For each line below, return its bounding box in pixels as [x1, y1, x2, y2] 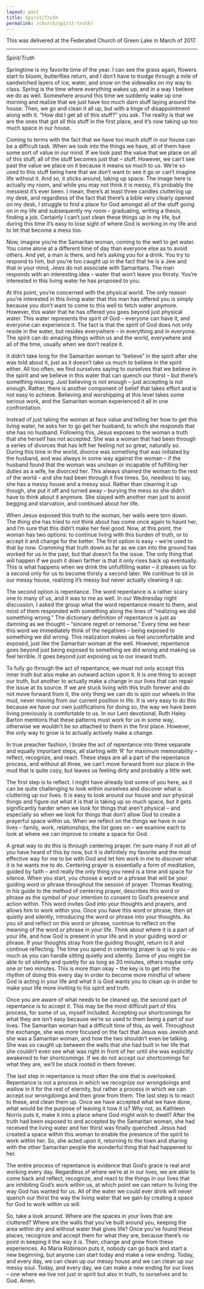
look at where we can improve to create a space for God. [6, 830, 149, 838]
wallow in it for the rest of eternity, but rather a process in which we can [6, 1085, 186, 1093]
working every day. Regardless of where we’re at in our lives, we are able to [6, 1169, 195, 1176]
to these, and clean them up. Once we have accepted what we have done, [6, 1099, 192, 1106]
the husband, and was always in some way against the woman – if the [6, 454, 181, 462]
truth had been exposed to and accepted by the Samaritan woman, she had [6, 1117, 195, 1125]
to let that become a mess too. [6, 226, 83, 234]
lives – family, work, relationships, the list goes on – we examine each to [6, 824, 186, 831]
